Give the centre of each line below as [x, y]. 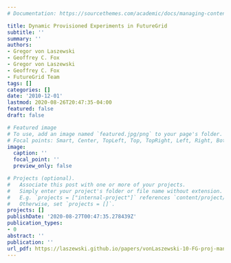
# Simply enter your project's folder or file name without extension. [115, 191]
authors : [20, 45]
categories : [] [29, 90]
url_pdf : [20, 249]
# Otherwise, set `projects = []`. [61, 204]
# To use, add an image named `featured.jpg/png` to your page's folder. [115, 134]
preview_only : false [43, 166]
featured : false [30, 109]
